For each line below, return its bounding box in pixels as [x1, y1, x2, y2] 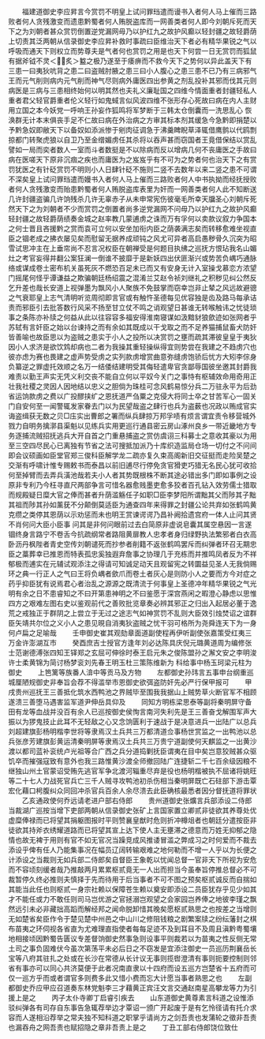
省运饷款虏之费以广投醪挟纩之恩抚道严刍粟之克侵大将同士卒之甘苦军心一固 [8, 391, 250, 401]
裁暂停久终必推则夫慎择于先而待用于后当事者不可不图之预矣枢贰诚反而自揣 [8, 875, 250, 884]
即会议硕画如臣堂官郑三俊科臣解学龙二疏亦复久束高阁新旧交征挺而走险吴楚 [8, 450, 250, 460]
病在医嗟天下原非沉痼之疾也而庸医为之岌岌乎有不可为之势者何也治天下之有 [8, 155, 250, 164]
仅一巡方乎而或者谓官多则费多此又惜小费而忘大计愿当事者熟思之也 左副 [8, 974, 252, 982]
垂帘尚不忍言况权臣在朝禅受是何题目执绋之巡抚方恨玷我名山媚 [56, 244, 257, 252]
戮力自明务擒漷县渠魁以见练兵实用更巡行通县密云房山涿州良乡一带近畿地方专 [8, 421, 257, 430]
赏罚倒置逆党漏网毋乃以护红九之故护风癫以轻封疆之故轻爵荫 [62, 27, 257, 36]
